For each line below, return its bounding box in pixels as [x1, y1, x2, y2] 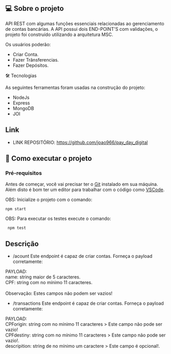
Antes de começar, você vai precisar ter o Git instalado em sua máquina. [5, 181, 159, 188]
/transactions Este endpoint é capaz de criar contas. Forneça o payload [12, 300, 164, 307]
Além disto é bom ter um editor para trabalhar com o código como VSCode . [5, 187, 165, 193]
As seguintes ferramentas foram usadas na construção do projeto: [5, 84, 145, 90]
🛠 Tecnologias [5, 72, 37, 79]
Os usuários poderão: [5, 41, 51, 47]
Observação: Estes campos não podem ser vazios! [5, 290, 113, 296]
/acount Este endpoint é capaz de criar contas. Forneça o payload [12, 253, 153, 259]
